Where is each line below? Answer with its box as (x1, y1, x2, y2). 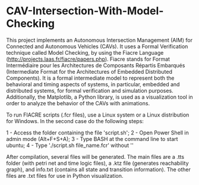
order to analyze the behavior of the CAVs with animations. (6, 99, 150, 106)
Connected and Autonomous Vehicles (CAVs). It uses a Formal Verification (6, 43, 188, 50)
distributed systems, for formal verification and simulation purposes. (6, 87, 173, 94)
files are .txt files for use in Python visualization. (6, 172, 124, 179)
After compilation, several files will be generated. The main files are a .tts (6, 153, 185, 160)
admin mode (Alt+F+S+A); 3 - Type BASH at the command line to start (6, 135, 178, 142)
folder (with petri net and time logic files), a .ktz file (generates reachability (6, 159, 189, 167)
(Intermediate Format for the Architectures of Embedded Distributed (6, 68, 172, 75)
